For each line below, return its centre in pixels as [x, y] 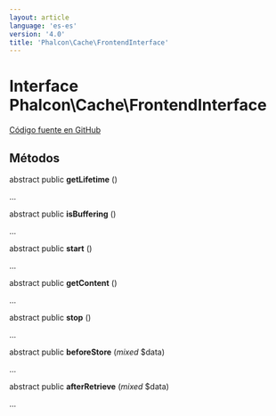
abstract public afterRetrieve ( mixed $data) [89, 387]
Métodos [35, 158]
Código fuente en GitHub [55, 130]
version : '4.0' [37, 34]
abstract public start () [51, 249]
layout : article [39, 17]
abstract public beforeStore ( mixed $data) [87, 352]
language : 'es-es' [43, 26]
